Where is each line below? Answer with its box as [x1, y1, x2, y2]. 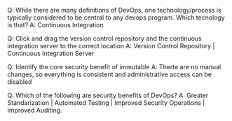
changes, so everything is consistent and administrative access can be [7, 70, 212, 78]
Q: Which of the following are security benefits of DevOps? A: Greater [7, 91, 209, 99]
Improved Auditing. [7, 106, 62, 114]
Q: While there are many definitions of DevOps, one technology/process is [7, 6, 222, 14]
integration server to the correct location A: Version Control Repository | [7, 42, 215, 50]
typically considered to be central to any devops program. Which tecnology [7, 13, 226, 22]
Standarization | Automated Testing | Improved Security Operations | [7, 99, 205, 107]
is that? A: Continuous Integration [7, 21, 104, 29]
